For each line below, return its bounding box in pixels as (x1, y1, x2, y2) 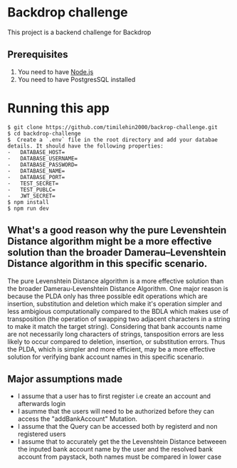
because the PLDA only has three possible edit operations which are (7, 292, 208, 300)
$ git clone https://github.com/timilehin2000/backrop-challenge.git (7, 123, 218, 131)
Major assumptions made (7, 372, 123, 385)
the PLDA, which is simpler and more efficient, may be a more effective (7, 345, 216, 353)
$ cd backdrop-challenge (7, 130, 81, 137)
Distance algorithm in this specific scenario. (7, 258, 208, 270)
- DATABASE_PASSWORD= (7, 161, 78, 168)
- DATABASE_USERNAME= (7, 155, 78, 162)
